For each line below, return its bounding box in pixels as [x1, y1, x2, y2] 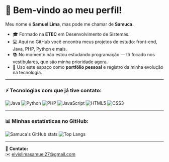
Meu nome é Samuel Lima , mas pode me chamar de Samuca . [5, 21, 134, 27]
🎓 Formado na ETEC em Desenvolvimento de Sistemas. [12, 31, 130, 37]
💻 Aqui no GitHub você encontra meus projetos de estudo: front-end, [12, 39, 157, 45]
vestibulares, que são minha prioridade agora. [12, 59, 108, 65]
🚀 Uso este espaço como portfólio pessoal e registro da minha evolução [12, 64, 163, 70]
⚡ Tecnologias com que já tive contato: [5, 87, 102, 94]
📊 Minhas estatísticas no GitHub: [5, 118, 89, 125]
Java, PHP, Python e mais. [12, 46, 67, 52]
